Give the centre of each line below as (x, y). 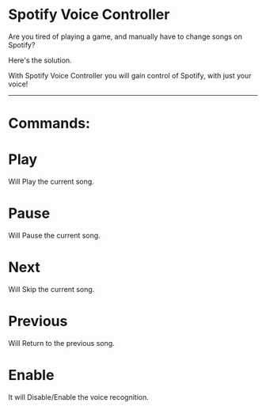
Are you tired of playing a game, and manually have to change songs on (125, 36)
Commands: (49, 123)
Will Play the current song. (51, 182)
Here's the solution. (40, 60)
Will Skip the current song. (51, 289)
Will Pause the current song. (54, 235)
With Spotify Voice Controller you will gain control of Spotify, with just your (130, 75)
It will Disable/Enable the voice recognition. (78, 397)
